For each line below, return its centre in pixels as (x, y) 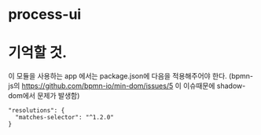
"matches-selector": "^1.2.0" (64, 118)
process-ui (45, 15)
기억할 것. (38, 53)
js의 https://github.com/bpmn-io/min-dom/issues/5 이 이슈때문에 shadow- (127, 86)
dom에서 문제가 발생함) (44, 96)
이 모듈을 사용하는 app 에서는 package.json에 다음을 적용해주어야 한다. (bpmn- (131, 76)
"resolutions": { (37, 111)
